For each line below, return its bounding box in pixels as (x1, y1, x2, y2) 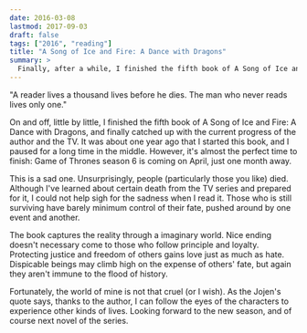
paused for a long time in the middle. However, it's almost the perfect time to (9, 145, 298, 156)
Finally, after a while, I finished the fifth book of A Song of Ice (17, 65, 288, 74)
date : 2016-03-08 (9, 13, 76, 23)
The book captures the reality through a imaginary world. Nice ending (9, 229, 272, 240)
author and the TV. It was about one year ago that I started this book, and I (9, 136, 290, 147)
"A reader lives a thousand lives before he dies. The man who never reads (9, 88, 288, 100)
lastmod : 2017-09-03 (9, 22, 89, 31)
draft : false (9, 30, 59, 39)
